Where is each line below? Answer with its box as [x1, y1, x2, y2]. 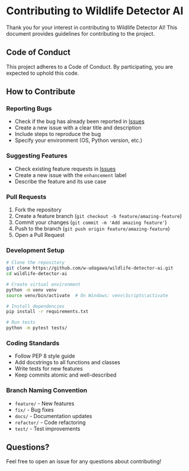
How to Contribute [6, 87, 76, 97]
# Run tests [6, 320, 36, 325]
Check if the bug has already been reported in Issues [14, 118, 145, 125]
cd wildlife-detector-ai [6, 271, 68, 277]
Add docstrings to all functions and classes [14, 359, 120, 366]
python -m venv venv [6, 287, 57, 293]
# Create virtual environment [6, 281, 81, 287]
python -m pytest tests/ [6, 325, 68, 331]
